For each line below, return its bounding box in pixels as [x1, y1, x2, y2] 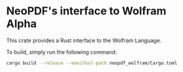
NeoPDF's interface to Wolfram [6, 4, 167, 18]
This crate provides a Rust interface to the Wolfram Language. [6, 37, 162, 44]
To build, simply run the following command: [6, 48, 117, 55]
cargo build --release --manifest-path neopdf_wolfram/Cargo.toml [6, 60, 178, 66]
